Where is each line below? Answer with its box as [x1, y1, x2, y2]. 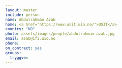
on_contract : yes [5, 46, 42, 51]
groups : [5, 50, 22, 55]
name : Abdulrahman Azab [5, 17, 56, 22]
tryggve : [10, 55, 28, 60]
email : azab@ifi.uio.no [5, 36, 56, 41]
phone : [5, 41, 19, 46]
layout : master [5, 7, 38, 13]
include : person [5, 12, 40, 17]
